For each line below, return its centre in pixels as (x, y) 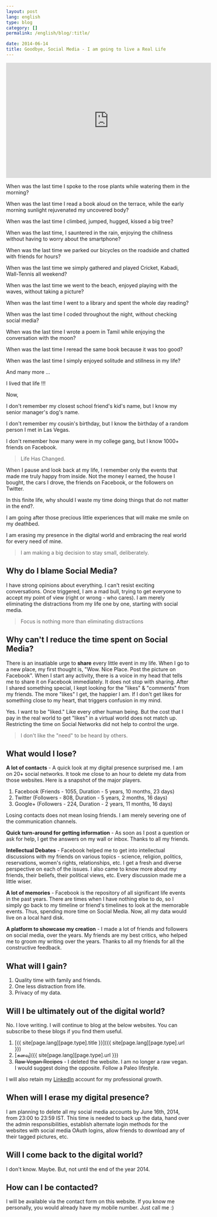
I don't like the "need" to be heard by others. (74, 735)
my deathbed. (23, 524)
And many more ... (28, 372)
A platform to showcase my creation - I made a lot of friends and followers (97, 929)
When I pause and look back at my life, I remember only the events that (92, 470)
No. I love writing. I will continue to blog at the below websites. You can (92, 1025)
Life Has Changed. (43, 458)
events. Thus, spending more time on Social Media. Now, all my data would (97, 912)
